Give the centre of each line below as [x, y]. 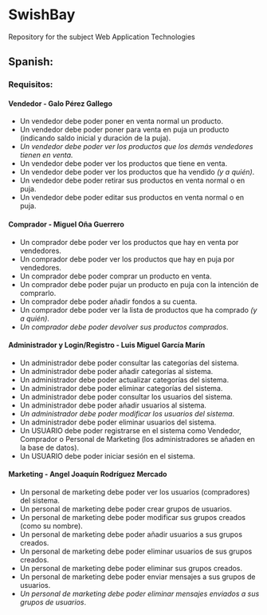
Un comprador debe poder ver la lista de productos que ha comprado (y [138, 309]
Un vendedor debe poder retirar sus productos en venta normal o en [132, 180]
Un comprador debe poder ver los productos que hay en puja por [127, 259]
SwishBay [42, 15]
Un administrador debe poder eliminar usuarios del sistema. [118, 422]
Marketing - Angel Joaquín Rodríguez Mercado [88, 474]
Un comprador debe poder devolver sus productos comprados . [124, 327]
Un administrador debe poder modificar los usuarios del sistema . [127, 413]
